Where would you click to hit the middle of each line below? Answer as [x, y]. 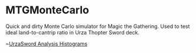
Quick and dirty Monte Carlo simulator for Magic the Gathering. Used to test [98, 26]
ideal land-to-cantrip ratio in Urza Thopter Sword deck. [73, 32]
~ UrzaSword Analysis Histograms [47, 44]
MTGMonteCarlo [47, 10]
